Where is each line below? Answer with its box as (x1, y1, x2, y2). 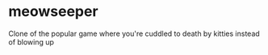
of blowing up (8, 37, 55, 46)
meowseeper (8, 2, 98, 21)
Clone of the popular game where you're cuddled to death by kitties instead (8, 29, 260, 38)
